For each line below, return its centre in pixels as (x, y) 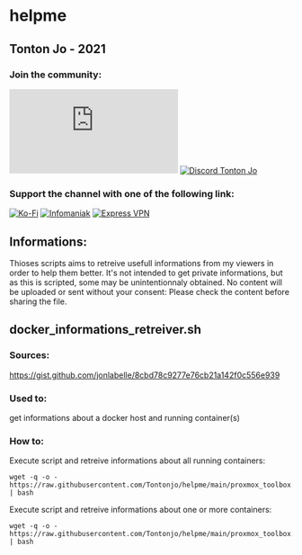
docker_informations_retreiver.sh (106, 330)
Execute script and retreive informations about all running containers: (138, 461)
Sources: (30, 355)
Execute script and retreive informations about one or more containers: (141, 510)
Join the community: (55, 75)
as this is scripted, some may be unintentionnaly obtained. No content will (146, 282)
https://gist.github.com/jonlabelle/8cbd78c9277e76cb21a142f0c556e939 (145, 375)
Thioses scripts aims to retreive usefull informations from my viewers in (142, 263)
